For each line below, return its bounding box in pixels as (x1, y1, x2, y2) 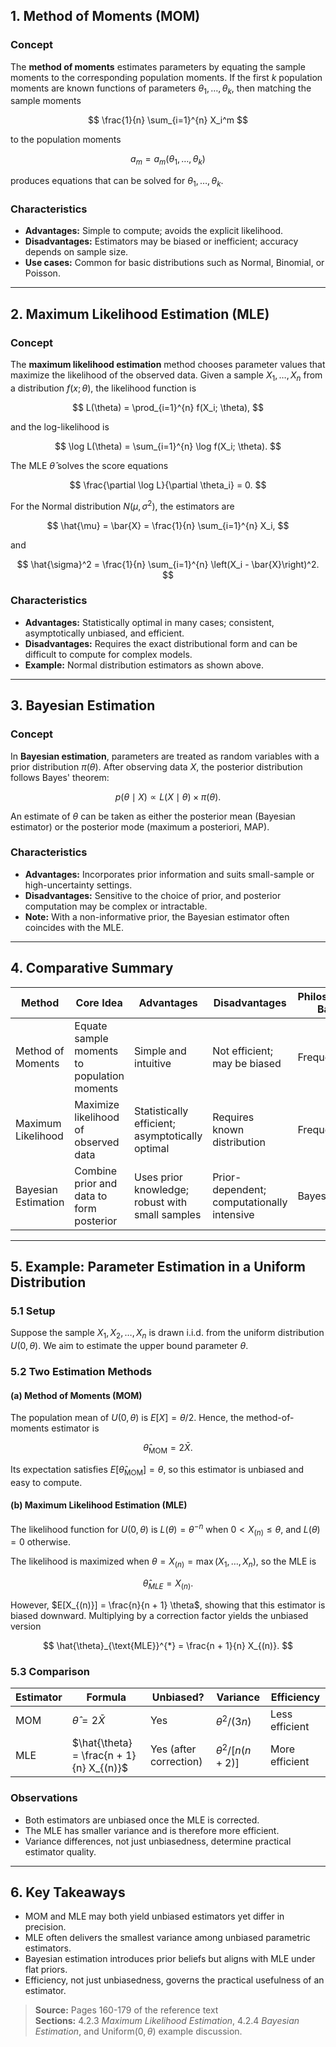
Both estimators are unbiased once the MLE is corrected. (24, 1814, 260, 1826)
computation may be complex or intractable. (24, 900, 208, 912)
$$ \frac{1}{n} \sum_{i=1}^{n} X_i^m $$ (88, 114, 248, 126)
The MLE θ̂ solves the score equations (10, 459, 169, 471)
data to (74, 1189, 108, 1203)
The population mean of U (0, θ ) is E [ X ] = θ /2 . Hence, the (10, 1412, 245, 1424)
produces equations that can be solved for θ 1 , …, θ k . (10, 175, 224, 189)
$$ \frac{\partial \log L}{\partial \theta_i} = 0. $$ (69, 479, 267, 491)
